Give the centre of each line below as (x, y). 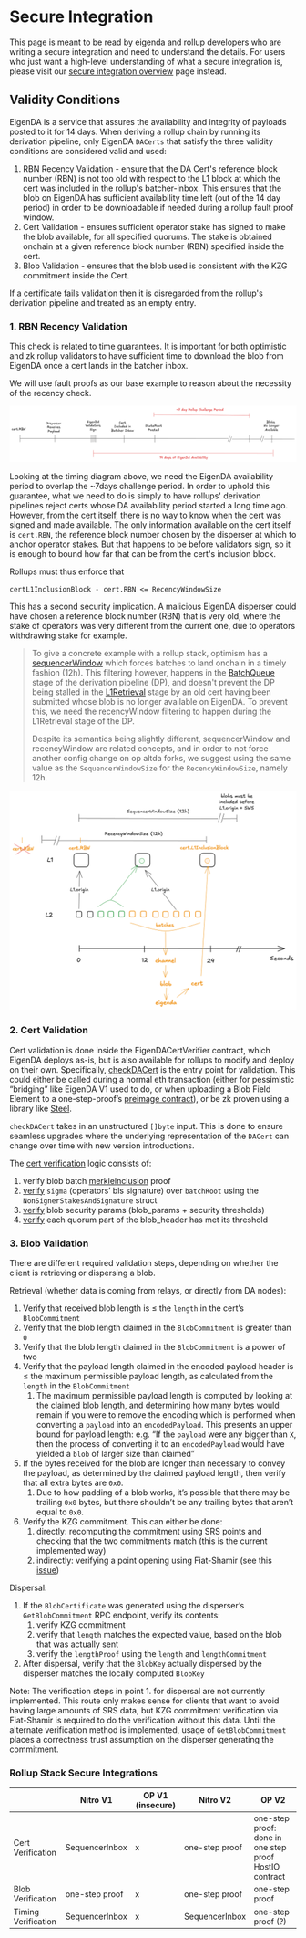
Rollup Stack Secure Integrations (83, 1773)
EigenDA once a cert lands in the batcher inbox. (99, 366)
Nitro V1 (96, 1800)
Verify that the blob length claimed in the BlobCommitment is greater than (157, 1327)
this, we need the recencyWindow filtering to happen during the (151, 712)
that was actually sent (77, 1644)
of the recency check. (51, 393)
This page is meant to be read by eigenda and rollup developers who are (146, 42)
